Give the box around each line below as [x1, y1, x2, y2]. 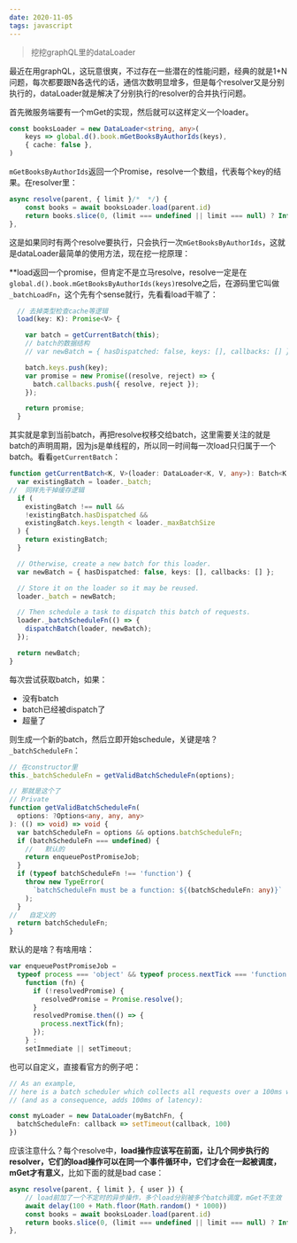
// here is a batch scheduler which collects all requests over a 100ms [9, 1087, 283, 1096]
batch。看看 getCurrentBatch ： [9, 451, 121, 462]
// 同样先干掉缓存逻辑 [9, 485, 85, 495]
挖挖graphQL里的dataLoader [30, 46, 136, 58]
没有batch [21, 692, 59, 703]
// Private [9, 795, 49, 804]
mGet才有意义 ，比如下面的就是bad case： [9, 1168, 164, 1177]
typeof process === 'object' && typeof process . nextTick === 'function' [17, 970, 291, 979]
